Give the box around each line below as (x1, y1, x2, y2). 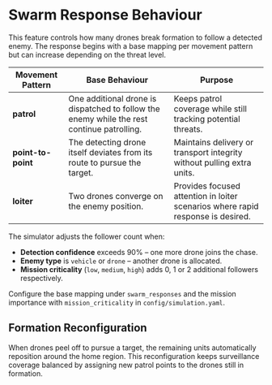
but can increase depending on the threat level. (8, 50, 167, 59)
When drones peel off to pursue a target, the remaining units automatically (8, 343, 257, 353)
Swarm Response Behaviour (8, 6, 202, 24)
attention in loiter (173, 190, 238, 201)
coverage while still (173, 103, 247, 115)
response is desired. (173, 210, 251, 222)
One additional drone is (68, 93, 157, 104)
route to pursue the (68, 157, 142, 168)
